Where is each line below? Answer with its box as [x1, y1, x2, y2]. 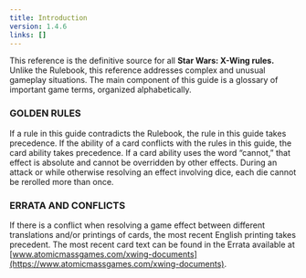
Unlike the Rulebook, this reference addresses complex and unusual [9, 65, 266, 76]
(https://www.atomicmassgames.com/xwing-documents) [9, 258, 225, 269]
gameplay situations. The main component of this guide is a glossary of [9, 75, 279, 86]
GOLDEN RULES [9, 107, 81, 119]
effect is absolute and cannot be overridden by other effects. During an [9, 157, 278, 168]
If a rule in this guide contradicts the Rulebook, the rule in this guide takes [9, 128, 287, 139]
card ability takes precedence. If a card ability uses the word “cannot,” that [9, 147, 290, 158]
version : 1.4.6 [9, 22, 68, 31]
